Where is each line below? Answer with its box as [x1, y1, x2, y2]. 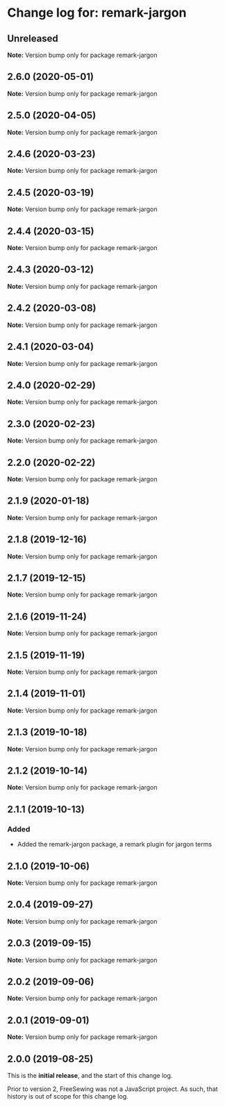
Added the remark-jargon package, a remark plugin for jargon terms [17, 840, 212, 849]
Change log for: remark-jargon [7, 5, 187, 21]
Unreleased [7, 33, 59, 44]
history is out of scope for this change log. [7, 1092, 128, 1100]
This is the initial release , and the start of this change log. [7, 1072, 173, 1079]
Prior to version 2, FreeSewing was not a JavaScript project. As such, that [7, 1085, 218, 1093]
